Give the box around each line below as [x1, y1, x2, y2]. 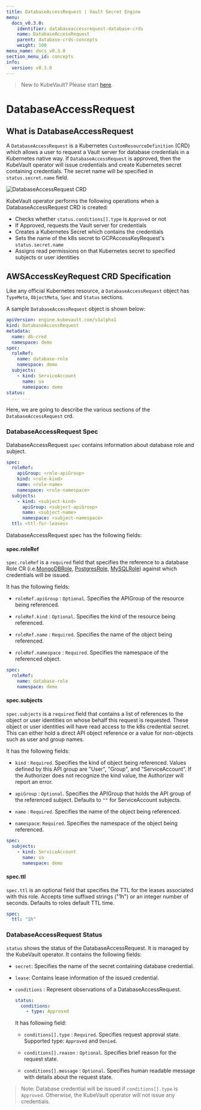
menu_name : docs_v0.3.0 [6, 48, 66, 54]
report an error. [14, 779, 53, 786]
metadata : [6, 328, 31, 334]
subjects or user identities [14, 254, 79, 261]
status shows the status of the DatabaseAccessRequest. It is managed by [6, 944, 189, 951]
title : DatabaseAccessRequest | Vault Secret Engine [6, 8, 141, 15]
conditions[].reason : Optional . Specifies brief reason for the [23, 1049, 177, 1056]
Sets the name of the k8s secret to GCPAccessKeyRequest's [14, 235, 165, 242]
